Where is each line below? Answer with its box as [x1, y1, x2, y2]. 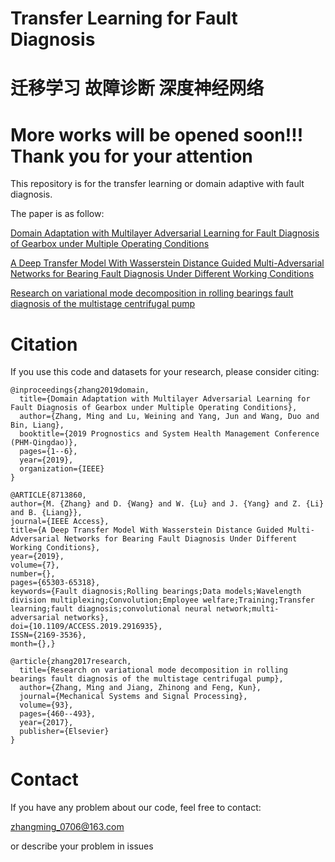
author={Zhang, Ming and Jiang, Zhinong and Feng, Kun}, [19, 683, 262, 693]
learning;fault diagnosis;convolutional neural [10, 604, 213, 614]
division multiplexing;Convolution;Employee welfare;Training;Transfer [10, 595, 315, 606]
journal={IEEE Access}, [10, 517, 110, 527]
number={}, [10, 569, 56, 579]
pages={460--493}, [19, 709, 97, 719]
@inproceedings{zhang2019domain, [10, 385, 150, 396]
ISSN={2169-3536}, [10, 630, 87, 641]
